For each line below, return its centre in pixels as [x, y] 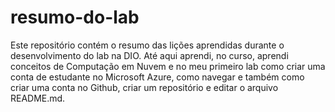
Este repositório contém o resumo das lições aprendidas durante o [147, 45]
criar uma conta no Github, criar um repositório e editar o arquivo [144, 87]
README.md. [38, 98]
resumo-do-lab [75, 17]
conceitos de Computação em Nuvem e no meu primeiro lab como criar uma [168, 66]
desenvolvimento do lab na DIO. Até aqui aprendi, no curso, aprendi [149, 55]
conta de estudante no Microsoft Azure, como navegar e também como [157, 77]
